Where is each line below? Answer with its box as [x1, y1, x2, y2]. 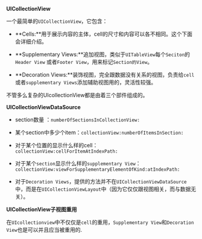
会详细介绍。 [14, 38, 47, 45]
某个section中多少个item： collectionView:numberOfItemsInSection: [14, 129, 184, 136]
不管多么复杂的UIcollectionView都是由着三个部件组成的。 [6, 92, 148, 98]
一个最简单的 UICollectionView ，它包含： [6, 18, 108, 25]
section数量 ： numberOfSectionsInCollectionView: [14, 116, 140, 123]
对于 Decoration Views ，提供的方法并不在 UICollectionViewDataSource [14, 178, 187, 185]
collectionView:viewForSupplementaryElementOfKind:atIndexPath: [14, 167, 180, 173]
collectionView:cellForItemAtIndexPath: [14, 148, 118, 155]
